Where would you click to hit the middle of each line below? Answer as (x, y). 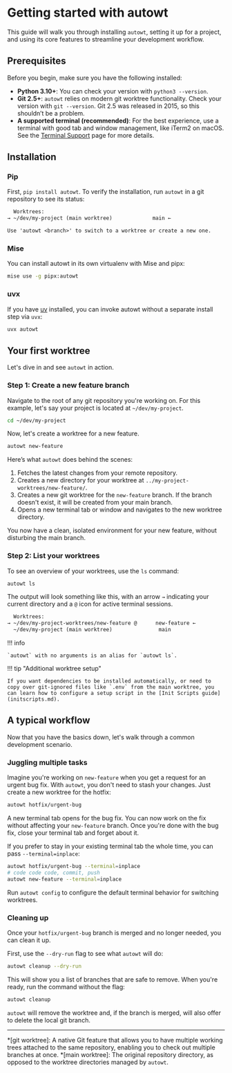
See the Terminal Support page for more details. (86, 135)
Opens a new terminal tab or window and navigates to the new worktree (119, 510)
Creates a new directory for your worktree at (80, 480)
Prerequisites (37, 61)
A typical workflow (49, 720)
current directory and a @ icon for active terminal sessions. (90, 604)
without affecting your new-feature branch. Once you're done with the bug (113, 826)
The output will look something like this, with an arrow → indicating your (108, 597)
